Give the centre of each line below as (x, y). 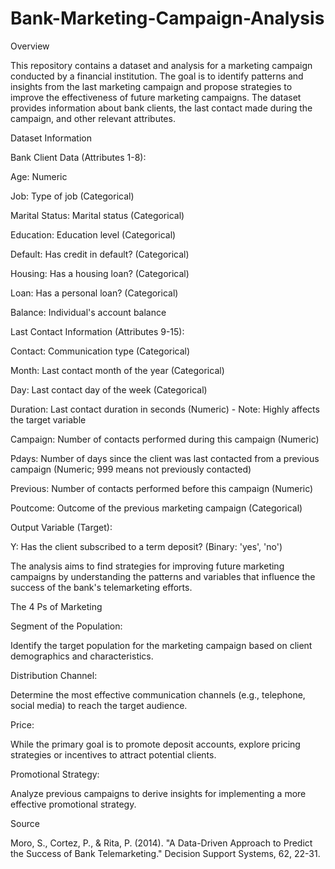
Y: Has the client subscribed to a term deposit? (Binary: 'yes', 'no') (146, 546)
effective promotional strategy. (73, 804)
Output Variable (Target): (61, 527)
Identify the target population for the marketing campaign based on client (161, 645)
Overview (30, 46)
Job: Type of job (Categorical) (72, 196)
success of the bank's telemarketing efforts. (101, 587)
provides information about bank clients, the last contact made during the (161, 108)
